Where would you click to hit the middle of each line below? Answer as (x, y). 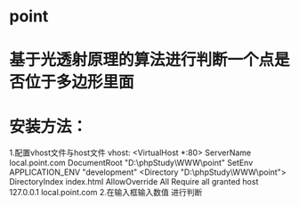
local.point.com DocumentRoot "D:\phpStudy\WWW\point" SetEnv (131, 163)
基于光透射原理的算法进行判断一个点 (142, 60)
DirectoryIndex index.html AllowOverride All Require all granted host (134, 182)
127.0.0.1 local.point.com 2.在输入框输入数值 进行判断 (106, 193)
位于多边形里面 (80, 82)
